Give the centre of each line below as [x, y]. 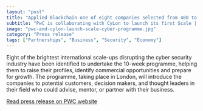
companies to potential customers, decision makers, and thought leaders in [101, 83]
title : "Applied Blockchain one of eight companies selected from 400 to [102, 18]
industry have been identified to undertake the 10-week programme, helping [102, 64]
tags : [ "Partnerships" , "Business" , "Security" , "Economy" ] [84, 40]
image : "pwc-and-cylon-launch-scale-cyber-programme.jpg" [81, 29]
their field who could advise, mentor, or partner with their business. [91, 89]
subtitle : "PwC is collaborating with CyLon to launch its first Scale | [102, 23]
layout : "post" [26, 12]
